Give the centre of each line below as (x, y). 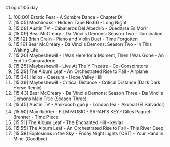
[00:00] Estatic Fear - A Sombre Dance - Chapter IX (68, 17)
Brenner (22, 117)
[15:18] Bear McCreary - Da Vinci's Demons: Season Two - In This (82, 44)
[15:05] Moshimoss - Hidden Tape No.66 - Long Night (70, 23)
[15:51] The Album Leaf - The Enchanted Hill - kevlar (68, 122)
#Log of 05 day (22, 7)
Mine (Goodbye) (30, 139)
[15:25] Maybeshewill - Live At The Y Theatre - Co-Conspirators (80, 66)
